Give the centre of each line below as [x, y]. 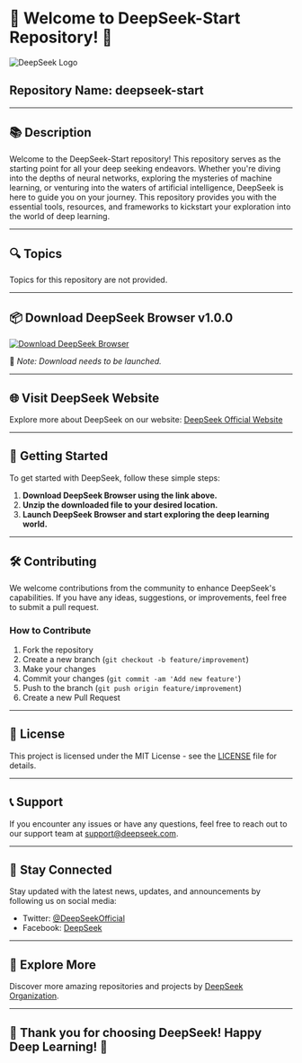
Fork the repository [58, 650]
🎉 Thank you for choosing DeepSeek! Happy [136, 1032]
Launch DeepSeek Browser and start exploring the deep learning [146, 514]
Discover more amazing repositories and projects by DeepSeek [126, 987]
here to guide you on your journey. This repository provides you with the [143, 197]
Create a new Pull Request [71, 697]
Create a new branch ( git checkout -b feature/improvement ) [136, 659]
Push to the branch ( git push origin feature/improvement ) [132, 687]
